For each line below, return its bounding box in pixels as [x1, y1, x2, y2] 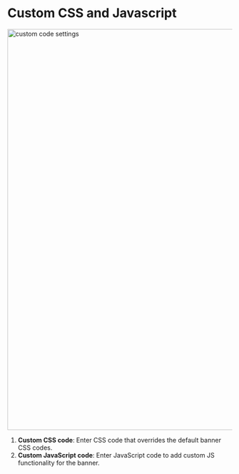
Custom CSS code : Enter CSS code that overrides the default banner [17, 436, 221, 444]
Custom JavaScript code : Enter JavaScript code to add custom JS [17, 450, 215, 459]
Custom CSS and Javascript [7, 5, 177, 21]
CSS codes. [17, 443, 53, 452]
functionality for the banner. [17, 458, 100, 467]
